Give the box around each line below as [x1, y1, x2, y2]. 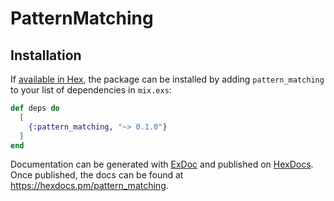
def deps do [10, 103, 60, 113]
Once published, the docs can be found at [10, 169, 184, 181]
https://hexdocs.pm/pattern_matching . [10, 180, 169, 192]
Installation [10, 47, 82, 64]
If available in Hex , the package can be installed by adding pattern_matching [10, 73, 325, 85]
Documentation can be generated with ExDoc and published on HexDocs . [10, 158, 314, 171]
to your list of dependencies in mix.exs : [10, 84, 172, 96]
